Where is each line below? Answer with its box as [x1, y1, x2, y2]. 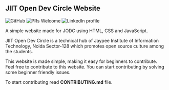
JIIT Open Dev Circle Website [5, 4, 101, 13]
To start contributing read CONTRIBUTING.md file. [5, 79, 113, 85]
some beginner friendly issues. [5, 69, 71, 75]
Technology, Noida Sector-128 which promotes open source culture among [5, 43, 164, 49]
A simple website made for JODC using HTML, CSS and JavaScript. [5, 28, 148, 34]
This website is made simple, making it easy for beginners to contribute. [5, 58, 157, 64]
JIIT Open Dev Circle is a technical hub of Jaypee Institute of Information [5, 37, 159, 43]
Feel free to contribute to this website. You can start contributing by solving [5, 63, 164, 70]
